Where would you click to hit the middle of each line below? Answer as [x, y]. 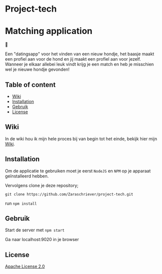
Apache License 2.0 [25, 266]
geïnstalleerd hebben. [27, 176]
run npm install [21, 203]
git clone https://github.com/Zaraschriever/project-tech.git [69, 194]
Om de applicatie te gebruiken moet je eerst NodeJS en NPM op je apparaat [78, 171]
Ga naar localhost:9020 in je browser [42, 240]
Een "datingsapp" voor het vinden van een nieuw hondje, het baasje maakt [80, 54]
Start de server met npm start [35, 230]
